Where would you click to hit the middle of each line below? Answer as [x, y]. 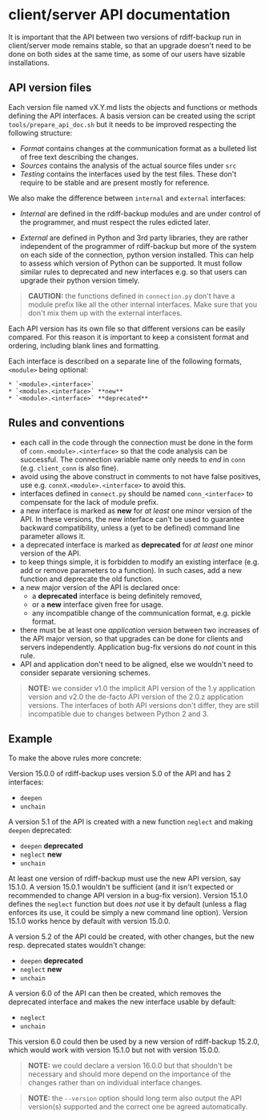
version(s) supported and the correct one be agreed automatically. [138, 1107]
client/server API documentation [119, 15]
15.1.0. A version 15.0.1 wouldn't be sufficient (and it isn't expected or [121, 887]
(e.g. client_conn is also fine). [69, 468]
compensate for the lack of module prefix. [89, 502]
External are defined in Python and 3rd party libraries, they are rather [134, 238]
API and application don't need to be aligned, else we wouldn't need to [137, 664]
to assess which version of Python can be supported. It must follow [131, 263]
